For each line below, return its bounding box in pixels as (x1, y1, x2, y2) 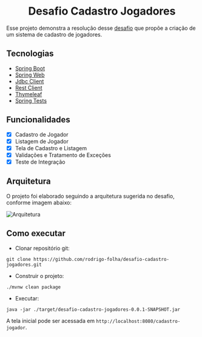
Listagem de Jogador (15, 137, 69, 145)
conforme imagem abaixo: (6, 199, 72, 206)
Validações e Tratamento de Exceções (15, 151, 111, 159)
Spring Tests (15, 97, 47, 104)
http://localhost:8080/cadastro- (96, 318, 181, 324)
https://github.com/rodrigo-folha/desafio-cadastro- (33, 256, 170, 262)
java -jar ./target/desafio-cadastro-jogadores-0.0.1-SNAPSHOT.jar (6, 306, 181, 313)
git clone (6, 256, 32, 262)
